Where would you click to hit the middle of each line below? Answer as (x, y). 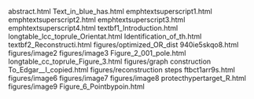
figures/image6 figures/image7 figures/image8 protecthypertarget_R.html (127, 78)
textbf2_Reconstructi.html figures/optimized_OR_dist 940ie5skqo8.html (123, 45)
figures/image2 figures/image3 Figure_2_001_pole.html (97, 53)
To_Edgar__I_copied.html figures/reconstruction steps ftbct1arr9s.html (122, 70)
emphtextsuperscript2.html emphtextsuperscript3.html (97, 20)
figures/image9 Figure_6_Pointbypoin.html (77, 86)
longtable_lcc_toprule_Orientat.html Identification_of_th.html (105, 36)
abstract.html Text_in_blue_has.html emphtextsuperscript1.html (110, 11)
